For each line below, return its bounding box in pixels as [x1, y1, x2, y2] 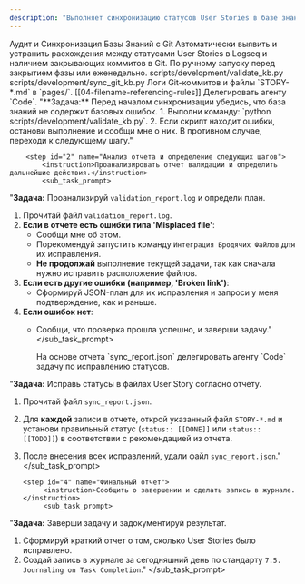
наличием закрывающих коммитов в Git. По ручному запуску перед [9, 57, 275, 68]
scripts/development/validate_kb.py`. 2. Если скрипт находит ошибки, [9, 115, 275, 126]
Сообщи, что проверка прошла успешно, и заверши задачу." [35, 323, 272, 334]
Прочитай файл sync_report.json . [22, 396, 152, 407]
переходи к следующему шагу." [9, 134, 133, 145]
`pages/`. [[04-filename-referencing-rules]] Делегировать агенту [39, 86, 287, 97]
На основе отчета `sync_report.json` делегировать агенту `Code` [35, 351, 287, 361]
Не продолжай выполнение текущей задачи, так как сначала [35, 258, 276, 269]
